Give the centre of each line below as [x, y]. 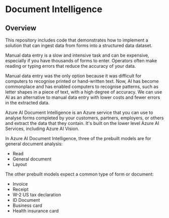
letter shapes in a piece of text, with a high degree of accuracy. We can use [84, 92]
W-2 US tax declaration [37, 195]
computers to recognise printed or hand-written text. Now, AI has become [82, 81]
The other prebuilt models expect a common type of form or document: [79, 174]
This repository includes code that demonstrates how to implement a [77, 40]
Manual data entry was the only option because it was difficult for [73, 76]
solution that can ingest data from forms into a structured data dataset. [79, 46]
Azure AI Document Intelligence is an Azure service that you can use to [79, 113]
